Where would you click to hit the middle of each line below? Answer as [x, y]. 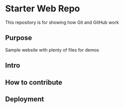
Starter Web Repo [43, 9]
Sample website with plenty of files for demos [52, 50]
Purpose [19, 38]
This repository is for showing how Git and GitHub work [62, 22]
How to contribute [34, 82]
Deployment [25, 99]
